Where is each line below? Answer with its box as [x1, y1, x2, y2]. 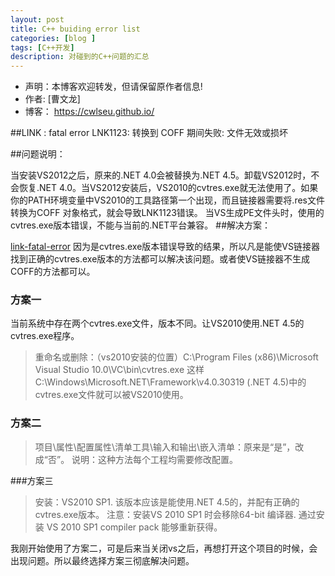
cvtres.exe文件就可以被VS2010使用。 [34, 389, 189, 401]
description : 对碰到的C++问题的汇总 [10, 52, 150, 62]
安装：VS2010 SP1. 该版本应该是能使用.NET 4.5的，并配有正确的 [34, 496, 300, 508]
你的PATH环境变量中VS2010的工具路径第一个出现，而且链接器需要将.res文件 [10, 194, 325, 206]
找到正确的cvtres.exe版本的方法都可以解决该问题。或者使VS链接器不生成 [10, 253, 310, 265]
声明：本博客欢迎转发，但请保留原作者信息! [24, 81, 203, 93]
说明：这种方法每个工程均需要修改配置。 [71, 453, 239, 465]
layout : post [10, 14, 65, 25]
